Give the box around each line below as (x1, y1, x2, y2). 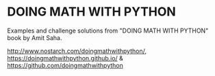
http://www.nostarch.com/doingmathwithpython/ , (7, 47, 147, 55)
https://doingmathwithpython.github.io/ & (7, 54, 123, 62)
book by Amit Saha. (7, 33, 62, 41)
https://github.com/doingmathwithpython (7, 61, 123, 69)
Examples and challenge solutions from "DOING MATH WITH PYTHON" (7, 26, 209, 35)
